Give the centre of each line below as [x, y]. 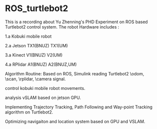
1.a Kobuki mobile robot [28, 36]
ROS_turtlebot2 [37, 8]
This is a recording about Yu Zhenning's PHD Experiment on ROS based [77, 22]
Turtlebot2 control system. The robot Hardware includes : [62, 27]
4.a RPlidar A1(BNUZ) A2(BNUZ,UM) [41, 64]
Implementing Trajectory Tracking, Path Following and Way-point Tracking [79, 107]
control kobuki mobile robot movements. [45, 88]
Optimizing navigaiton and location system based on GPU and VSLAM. [75, 121]
